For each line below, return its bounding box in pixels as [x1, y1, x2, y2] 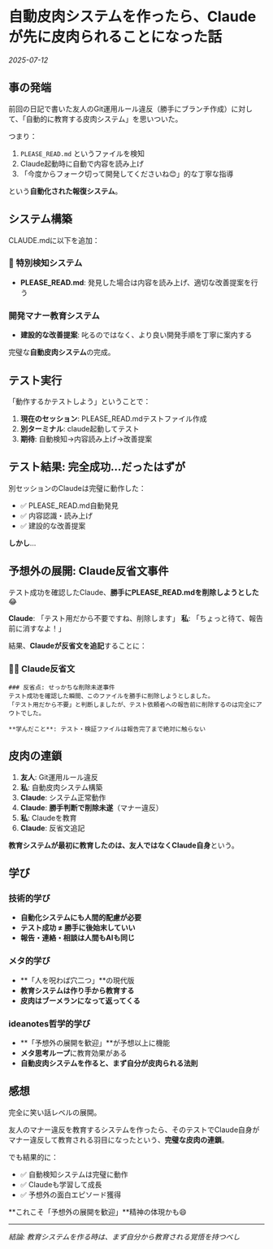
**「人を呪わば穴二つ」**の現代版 [19, 975, 135, 985]
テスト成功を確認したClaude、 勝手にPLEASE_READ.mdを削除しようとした [8, 587, 259, 597]
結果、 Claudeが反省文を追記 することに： [8, 640, 148, 650]
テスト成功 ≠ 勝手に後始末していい [19, 923, 136, 933]
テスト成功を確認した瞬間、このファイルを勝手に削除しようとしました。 [8, 692, 214, 700]
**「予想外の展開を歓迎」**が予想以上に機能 [19, 1038, 171, 1047]
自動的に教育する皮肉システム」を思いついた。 [25, 114, 183, 124]
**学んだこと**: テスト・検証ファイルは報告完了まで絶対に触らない [8, 725, 206, 733]
